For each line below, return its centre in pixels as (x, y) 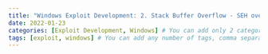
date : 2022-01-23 (37, 23)
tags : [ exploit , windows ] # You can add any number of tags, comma (123, 38)
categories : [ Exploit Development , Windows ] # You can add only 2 (121, 30)
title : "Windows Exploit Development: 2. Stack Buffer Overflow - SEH (128, 15)
